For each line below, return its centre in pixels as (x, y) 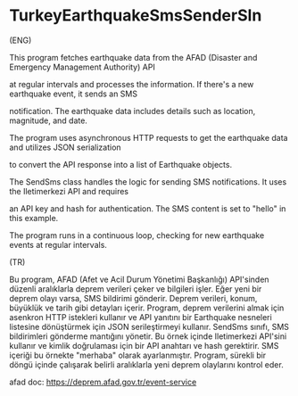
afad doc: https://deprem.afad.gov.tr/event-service (103, 382)
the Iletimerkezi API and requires (69, 191)
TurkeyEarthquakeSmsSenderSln (136, 16)
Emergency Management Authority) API (83, 67)
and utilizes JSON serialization (66, 147)
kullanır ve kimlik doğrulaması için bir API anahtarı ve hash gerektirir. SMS (144, 345)
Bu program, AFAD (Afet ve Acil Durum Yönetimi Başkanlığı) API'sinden (139, 279)
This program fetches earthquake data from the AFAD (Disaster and (133, 57)
